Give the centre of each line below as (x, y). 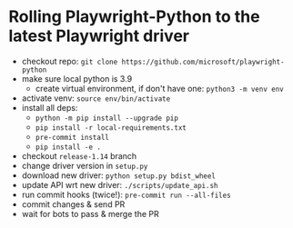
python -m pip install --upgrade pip (107, 118)
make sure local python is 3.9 (77, 78)
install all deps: (50, 107)
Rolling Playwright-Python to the (134, 17)
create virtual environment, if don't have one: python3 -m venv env (159, 88)
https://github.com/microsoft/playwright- (203, 62)
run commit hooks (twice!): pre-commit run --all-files (126, 194)
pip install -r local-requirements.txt (111, 128)
